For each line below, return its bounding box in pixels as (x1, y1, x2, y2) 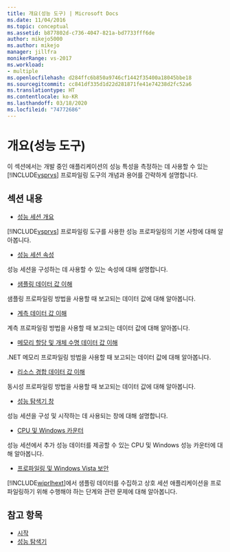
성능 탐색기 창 (16, 397, 54, 405)
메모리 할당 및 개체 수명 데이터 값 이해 (16, 338, 118, 347)
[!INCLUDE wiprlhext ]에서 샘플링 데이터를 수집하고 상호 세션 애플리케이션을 (7, 478, 209, 487)
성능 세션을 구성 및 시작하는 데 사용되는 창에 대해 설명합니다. (7, 411, 168, 420)
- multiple (7, 68, 38, 74)
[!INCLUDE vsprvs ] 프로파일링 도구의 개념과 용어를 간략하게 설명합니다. (7, 170, 198, 179)
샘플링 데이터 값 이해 (16, 280, 73, 288)
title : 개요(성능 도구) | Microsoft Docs (7, 10, 119, 17)
